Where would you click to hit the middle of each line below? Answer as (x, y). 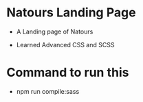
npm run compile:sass (48, 91)
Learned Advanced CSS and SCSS (65, 44)
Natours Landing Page (71, 13)
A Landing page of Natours (55, 31)
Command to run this (68, 73)
